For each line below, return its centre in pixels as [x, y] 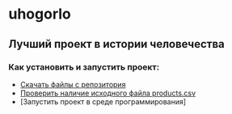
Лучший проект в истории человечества [116, 44]
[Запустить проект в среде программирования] [103, 101]
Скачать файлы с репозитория [73, 84]
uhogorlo [40, 14]
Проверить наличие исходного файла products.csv [108, 93]
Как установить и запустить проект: [84, 67]
